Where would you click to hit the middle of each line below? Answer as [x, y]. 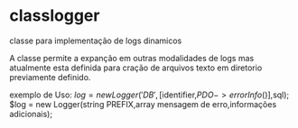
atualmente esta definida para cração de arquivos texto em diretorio [136, 68]
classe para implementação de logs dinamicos [96, 41]
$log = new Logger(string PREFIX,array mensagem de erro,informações [143, 104]
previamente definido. [50, 77]
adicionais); [31, 114]
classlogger [55, 16]
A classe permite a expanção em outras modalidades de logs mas [132, 58]
